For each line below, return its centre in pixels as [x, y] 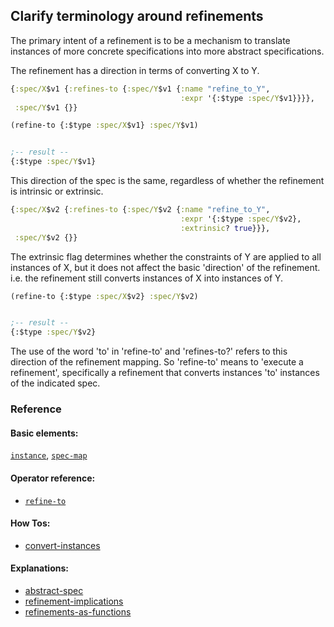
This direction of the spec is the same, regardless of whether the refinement [167, 181]
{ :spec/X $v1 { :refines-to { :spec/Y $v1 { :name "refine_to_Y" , [140, 89]
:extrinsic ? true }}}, [225, 228]
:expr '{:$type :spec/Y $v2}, [241, 219]
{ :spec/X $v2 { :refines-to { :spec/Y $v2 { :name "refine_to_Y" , [140, 210]
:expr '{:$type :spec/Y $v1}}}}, [247, 98]
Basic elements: [44, 433]
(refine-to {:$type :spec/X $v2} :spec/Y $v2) [104, 296]
